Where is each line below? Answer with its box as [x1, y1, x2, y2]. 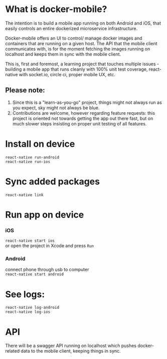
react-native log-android [5, 305, 59, 310]
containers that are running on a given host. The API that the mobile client [5, 40, 157, 46]
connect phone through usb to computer [5, 267, 89, 273]
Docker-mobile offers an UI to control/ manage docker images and [5, 35, 142, 41]
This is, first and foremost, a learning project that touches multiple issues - [5, 61, 159, 67]
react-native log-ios [5, 309, 51, 314]
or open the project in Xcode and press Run [5, 243, 94, 249]
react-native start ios [5, 238, 55, 244]
